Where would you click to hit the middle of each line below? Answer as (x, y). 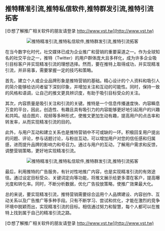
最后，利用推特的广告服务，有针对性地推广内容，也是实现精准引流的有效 (78, 172)
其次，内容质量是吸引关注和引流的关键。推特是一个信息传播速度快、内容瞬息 (82, 103)
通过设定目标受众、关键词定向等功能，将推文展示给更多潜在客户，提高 (84, 177)
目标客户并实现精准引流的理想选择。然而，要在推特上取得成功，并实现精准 (84, 64)
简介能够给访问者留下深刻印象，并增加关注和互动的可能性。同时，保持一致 (84, 87)
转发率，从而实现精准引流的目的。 (40, 121)
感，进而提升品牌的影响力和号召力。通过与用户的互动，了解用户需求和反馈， (82, 144)
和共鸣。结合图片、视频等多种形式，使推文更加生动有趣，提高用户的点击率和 (82, 115)
